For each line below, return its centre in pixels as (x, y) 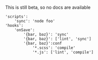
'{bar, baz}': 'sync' (46, 35)
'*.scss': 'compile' (54, 48)
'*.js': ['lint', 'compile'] (63, 52)
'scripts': (17, 17)
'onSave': (25, 30)
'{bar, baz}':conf (43, 43)
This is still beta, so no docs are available (48, 7)
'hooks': (14, 25)
